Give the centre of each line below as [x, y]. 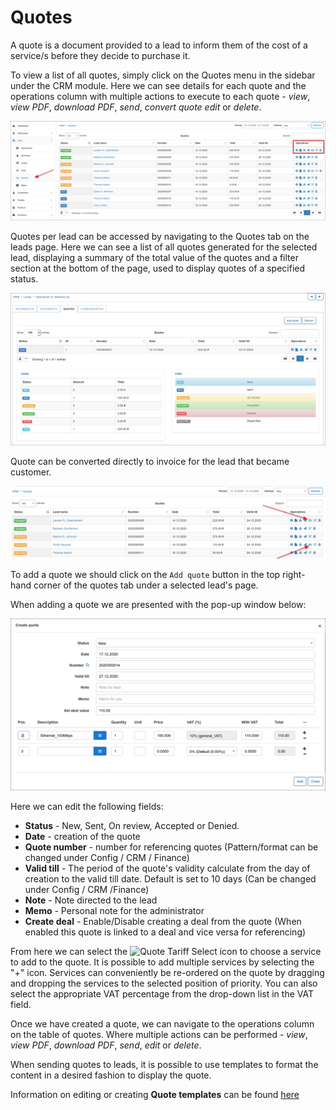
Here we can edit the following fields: [87, 806]
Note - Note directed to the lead [91, 900]
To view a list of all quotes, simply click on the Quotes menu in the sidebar [163, 75]
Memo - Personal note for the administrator [114, 910]
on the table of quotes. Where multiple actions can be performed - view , [159, 1034]
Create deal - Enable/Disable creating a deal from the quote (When [163, 921]
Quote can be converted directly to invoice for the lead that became [150, 462]
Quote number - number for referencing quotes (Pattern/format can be [171, 847]
